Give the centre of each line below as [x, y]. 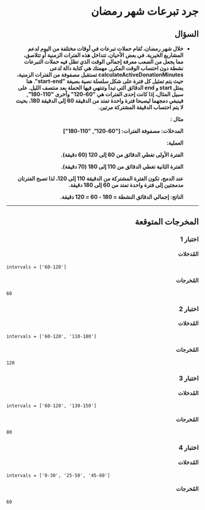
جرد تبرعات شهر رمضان [145, 11]
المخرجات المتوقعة [167, 222]
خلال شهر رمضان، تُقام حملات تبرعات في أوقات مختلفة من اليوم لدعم [106, 48]
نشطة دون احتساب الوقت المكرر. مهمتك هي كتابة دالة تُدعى [117, 68]
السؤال [187, 34]
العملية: [175, 143]
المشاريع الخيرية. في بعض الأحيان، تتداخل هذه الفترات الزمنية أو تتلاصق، [103, 55]
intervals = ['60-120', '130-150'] [52, 406]
